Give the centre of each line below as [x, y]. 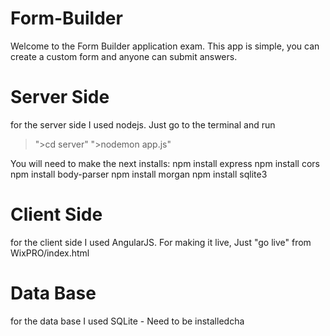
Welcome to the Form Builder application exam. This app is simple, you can [165, 46]
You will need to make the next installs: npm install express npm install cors [165, 163]
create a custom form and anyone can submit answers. [124, 56]
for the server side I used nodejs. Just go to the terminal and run [143, 124]
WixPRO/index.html [50, 253]
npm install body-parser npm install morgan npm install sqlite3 [139, 174]
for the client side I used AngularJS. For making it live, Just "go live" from [161, 242]
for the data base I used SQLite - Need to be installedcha [127, 321]
